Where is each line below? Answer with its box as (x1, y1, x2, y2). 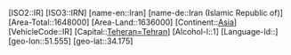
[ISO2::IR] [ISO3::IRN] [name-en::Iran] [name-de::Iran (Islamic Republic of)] (8, 8, 284, 18)
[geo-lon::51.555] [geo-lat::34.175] (8, 35, 133, 46)
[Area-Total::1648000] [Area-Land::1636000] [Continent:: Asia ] (8, 17, 238, 27)
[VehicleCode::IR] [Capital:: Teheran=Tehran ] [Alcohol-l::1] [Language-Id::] (8, 27, 279, 36)
